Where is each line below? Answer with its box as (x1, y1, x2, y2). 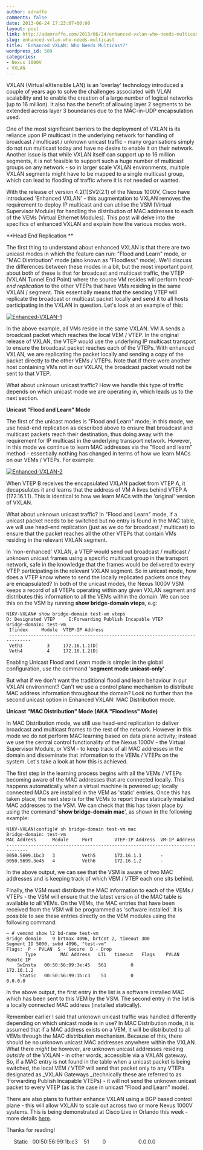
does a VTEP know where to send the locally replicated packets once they (6, 574, 192, 581)
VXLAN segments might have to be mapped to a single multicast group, (6, 170, 184, 178)
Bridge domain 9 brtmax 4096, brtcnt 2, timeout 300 (6, 936, 150, 942)
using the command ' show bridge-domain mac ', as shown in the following (6, 808, 192, 815)
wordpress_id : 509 (6, 48, 53, 54)
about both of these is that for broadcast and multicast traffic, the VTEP (6, 269, 184, 277)
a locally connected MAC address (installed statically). (6, 1001, 142, 1009)
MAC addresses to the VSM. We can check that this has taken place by (6, 801, 183, 809)
